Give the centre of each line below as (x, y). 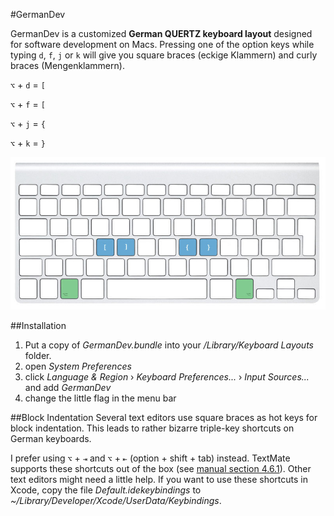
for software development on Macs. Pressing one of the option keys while (162, 44)
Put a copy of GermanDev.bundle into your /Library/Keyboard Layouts (169, 345)
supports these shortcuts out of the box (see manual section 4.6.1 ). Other (161, 468)
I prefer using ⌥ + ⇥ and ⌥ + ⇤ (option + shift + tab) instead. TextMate (150, 458)
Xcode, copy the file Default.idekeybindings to (106, 490)
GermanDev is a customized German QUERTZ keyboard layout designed (161, 33)
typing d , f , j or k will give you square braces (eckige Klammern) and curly (164, 55)
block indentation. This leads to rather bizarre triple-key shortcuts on (152, 428)
